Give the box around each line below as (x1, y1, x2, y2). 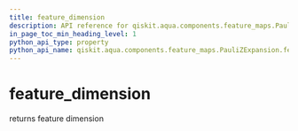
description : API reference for (9, 21, 129, 30)
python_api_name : (9, 46, 74, 55)
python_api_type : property (9, 37, 109, 47)
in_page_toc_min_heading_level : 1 (9, 29, 137, 38)
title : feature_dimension (9, 12, 105, 22)
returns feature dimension (9, 113, 105, 124)
